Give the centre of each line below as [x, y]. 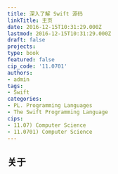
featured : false [31, 60]
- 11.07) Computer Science [47, 125]
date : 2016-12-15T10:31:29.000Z [54, 27]
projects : [22, 46]
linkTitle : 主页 [30, 20]
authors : [20, 73]
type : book [23, 54]
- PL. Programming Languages [50, 106]
